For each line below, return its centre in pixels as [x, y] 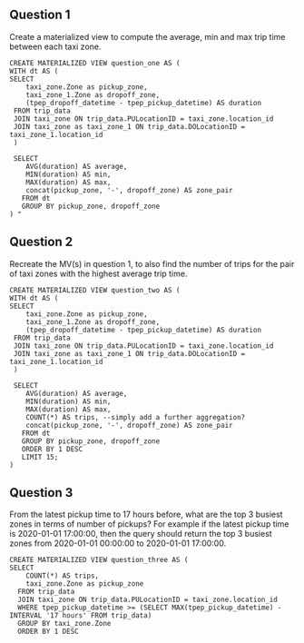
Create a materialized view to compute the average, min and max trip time [147, 36]
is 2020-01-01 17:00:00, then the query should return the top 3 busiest [141, 534]
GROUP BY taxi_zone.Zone [64, 624]
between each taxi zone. [55, 46]
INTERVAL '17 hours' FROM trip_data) [81, 616]
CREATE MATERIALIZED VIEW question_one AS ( [95, 63]
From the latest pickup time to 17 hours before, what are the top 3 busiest [146, 514]
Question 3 [41, 493]
